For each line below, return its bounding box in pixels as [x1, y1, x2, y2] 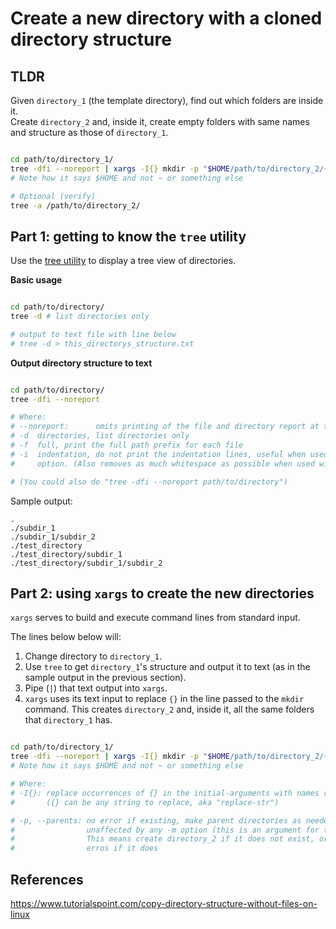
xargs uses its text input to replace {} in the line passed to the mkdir [24, 693, 305, 705]
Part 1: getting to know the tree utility [10, 228, 247, 245]
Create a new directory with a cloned [10, 7, 323, 30]
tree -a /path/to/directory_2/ [10, 200, 141, 211]
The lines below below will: [10, 631, 122, 643]
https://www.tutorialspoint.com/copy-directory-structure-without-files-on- [10, 897, 318, 909]
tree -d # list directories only [10, 312, 150, 322]
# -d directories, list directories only [10, 431, 190, 441]
